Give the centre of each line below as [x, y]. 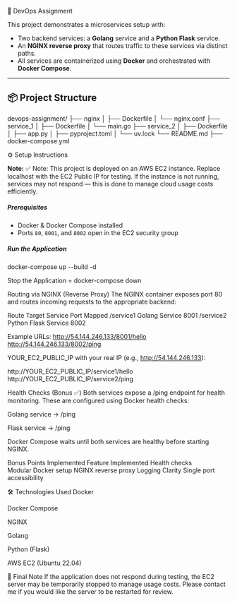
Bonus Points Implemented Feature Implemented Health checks [100, 462]
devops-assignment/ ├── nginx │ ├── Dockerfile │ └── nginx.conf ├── [114, 118]
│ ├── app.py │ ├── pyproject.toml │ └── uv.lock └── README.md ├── [115, 133]
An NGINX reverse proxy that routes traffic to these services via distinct [122, 46]
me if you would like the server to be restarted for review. [91, 591]
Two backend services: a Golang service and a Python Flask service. [119, 38]
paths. [27, 53]
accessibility [25, 477]
